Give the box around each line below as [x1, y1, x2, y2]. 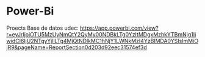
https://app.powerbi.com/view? [80, 24, 159, 32]
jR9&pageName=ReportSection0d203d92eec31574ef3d [6, 44, 148, 51]
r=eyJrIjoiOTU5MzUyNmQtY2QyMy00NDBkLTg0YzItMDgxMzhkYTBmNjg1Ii [6, 30, 196, 38]
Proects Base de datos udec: [6, 24, 79, 32]
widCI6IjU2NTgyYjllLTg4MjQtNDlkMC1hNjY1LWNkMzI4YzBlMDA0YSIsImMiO [6, 37, 199, 44]
